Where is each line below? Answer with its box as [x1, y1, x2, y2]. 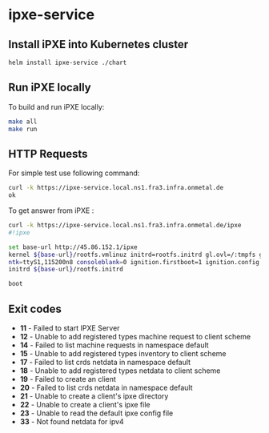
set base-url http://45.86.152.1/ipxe [8, 243, 138, 251]
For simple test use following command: [8, 168, 140, 178]
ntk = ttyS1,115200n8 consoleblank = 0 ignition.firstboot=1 [8, 258, 203, 266]
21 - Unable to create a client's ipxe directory [19, 391, 169, 401]
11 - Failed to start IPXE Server [19, 323, 120, 333]
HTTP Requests [8, 146, 88, 161]
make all [8, 118, 38, 126]
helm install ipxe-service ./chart [8, 58, 127, 66]
